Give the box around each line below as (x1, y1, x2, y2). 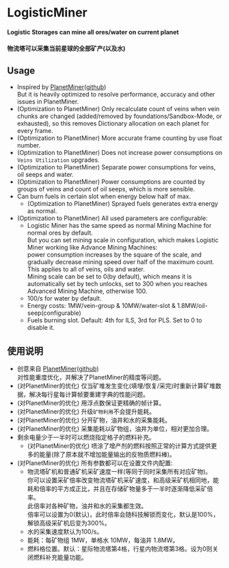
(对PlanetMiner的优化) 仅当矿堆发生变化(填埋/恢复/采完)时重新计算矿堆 (16, 382, 216, 390)
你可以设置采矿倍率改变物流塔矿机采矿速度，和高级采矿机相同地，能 (27, 476, 219, 484)
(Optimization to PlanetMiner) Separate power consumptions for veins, (16, 163, 216, 171)
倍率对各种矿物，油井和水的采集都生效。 (33, 502, 148, 510)
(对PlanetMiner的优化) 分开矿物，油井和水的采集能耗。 (16, 416, 171, 424)
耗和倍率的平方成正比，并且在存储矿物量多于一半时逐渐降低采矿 (27, 485, 207, 493)
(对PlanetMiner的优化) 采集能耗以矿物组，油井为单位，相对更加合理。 (16, 425, 213, 433)
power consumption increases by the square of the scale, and (27, 250, 202, 259)
